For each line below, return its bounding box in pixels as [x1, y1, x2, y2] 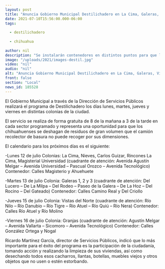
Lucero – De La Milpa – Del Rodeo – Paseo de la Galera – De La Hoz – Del [5, 183, 153, 189]
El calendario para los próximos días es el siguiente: [5, 143, 110, 149]
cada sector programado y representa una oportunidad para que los [5, 123, 143, 129]
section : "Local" [5, 80, 41, 85]
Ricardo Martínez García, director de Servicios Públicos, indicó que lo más [5, 237, 156, 243]
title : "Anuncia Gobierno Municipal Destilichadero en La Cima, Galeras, [5, 12, 160, 17]
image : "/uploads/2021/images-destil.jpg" [5, 57, 93, 62]
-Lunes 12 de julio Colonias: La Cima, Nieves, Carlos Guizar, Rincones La [5, 152, 152, 158]
